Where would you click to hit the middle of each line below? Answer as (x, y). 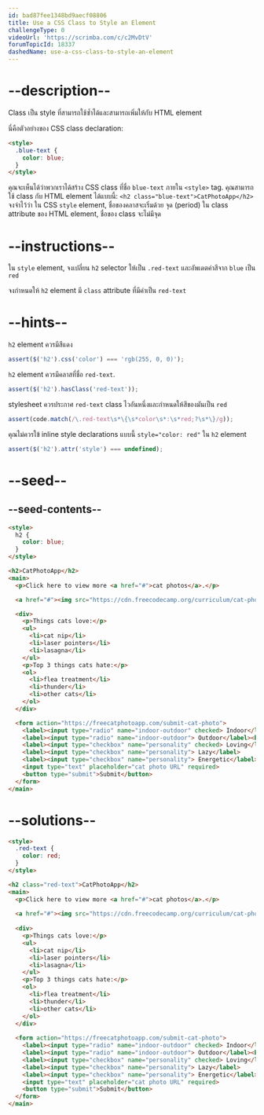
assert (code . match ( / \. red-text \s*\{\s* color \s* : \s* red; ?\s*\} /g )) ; (121, 419)
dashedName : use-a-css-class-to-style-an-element (91, 52)
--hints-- (38, 323)
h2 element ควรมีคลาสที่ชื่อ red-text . (62, 375)
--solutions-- (52, 820)
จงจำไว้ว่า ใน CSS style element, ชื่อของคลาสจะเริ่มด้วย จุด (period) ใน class (118, 205)
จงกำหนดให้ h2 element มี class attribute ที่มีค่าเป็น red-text (97, 291)
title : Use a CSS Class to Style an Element (82, 23)
